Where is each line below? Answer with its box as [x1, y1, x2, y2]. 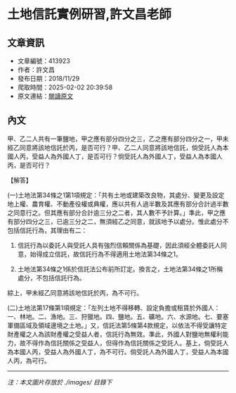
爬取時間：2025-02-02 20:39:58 [17, 83, 113, 92]
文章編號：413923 [17, 57, 70, 65]
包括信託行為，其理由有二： [7, 226, 88, 235]
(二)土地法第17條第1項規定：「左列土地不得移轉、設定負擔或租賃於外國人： [7, 304, 221, 312]
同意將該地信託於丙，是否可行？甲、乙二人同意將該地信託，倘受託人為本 [19, 143, 229, 151]
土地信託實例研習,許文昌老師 [7, 6, 172, 23]
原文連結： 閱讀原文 [17, 92, 74, 100]
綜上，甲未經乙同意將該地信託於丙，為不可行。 [7, 288, 143, 297]
